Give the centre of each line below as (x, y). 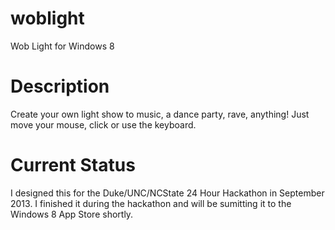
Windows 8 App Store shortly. (72, 214)
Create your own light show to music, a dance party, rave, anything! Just (160, 114)
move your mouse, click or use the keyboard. (103, 124)
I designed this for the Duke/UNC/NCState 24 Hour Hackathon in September (167, 193)
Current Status (73, 165)
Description (60, 86)
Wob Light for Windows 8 (62, 46)
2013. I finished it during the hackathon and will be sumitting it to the (151, 203)
